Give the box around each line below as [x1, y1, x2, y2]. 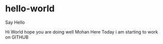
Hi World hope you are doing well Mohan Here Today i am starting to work [5, 29, 158, 35]
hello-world [5, 3, 55, 14]
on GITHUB [5, 34, 29, 40]
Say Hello [5, 19, 25, 25]
